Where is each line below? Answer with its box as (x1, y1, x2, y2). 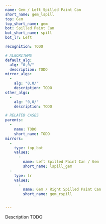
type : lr (14, 173, 32, 178)
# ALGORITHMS (5, 53, 32, 58)
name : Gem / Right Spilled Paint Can (23, 187, 101, 192)
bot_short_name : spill (5, 30, 52, 35)
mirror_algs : (5, 72, 32, 77)
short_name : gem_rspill (23, 192, 72, 197)
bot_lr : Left (5, 35, 32, 40)
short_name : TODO (14, 131, 50, 136)
